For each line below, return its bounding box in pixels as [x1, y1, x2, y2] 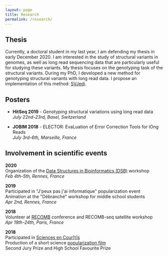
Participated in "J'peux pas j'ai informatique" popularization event [5, 188, 140, 194]
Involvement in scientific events [5, 149, 108, 157]
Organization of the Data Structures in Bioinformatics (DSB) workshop [5, 167, 149, 174]
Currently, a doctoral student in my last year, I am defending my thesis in [5, 49, 155, 55]
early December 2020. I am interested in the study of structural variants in [5, 54, 158, 60]
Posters [5, 95, 30, 104]
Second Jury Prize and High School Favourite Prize [5, 245, 111, 251]
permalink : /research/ [5, 17, 53, 22]
